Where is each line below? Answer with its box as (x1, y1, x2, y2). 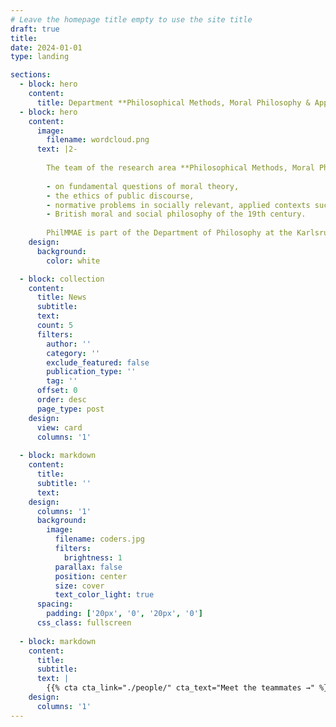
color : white (46, 256, 101, 266)
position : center (54, 571, 128, 581)
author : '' (46, 339, 92, 349)
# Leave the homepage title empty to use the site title (10, 14, 253, 25)
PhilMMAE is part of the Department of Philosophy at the (46, 228, 293, 238)
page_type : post (36, 404, 105, 414)
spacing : (36, 599, 74, 610)
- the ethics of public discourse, (46, 191, 195, 201)
